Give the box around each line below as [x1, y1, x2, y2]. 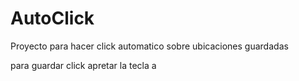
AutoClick [10, 7, 95, 30]
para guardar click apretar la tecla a [10, 59, 157, 71]
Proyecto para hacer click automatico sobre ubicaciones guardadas [10, 40, 289, 52]
